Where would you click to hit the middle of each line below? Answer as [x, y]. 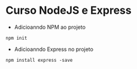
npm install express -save [39, 60]
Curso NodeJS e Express [69, 10]
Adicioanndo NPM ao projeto [50, 27]
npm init [16, 38]
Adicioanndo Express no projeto [54, 49]
